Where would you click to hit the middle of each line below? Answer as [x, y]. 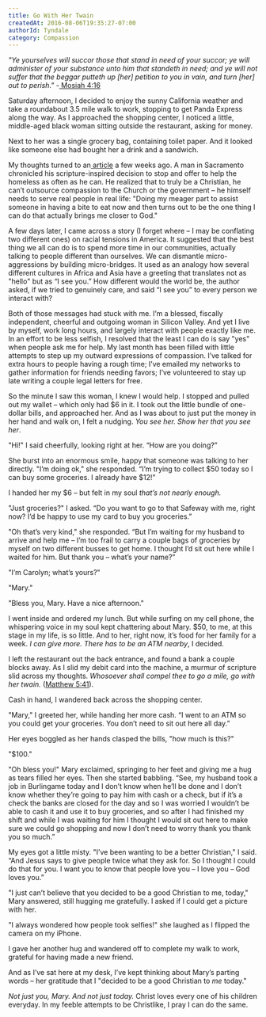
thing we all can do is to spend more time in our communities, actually [122, 248]
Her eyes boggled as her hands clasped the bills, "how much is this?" [122, 739]
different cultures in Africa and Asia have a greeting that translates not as [127, 273]
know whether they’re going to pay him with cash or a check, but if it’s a [125, 795]
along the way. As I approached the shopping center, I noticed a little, [121, 118]
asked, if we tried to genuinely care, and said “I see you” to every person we [133, 290]
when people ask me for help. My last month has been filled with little [122, 347]
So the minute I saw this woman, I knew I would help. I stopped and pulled [129, 396]
